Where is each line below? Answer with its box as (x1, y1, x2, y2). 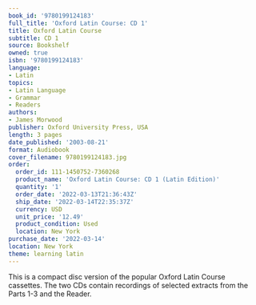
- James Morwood (8, 116, 62, 124)
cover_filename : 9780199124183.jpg (8, 153, 127, 161)
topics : (8, 78, 34, 86)
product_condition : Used (15, 220, 98, 228)
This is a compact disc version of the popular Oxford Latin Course (8, 271, 226, 281)
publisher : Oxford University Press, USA (8, 123, 149, 131)
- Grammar (8, 94, 42, 102)
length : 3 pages (8, 130, 62, 138)
